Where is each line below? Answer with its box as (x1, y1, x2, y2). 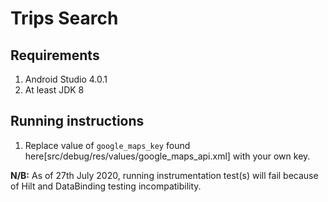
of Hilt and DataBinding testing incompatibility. (10, 180, 202, 192)
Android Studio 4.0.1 (24, 73, 108, 85)
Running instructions (10, 113, 145, 130)
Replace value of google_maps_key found (24, 139, 191, 151)
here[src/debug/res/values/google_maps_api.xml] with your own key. (24, 150, 311, 162)
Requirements (10, 47, 100, 64)
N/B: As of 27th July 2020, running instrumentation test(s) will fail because (10, 169, 319, 181)
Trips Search (10, 7, 119, 30)
